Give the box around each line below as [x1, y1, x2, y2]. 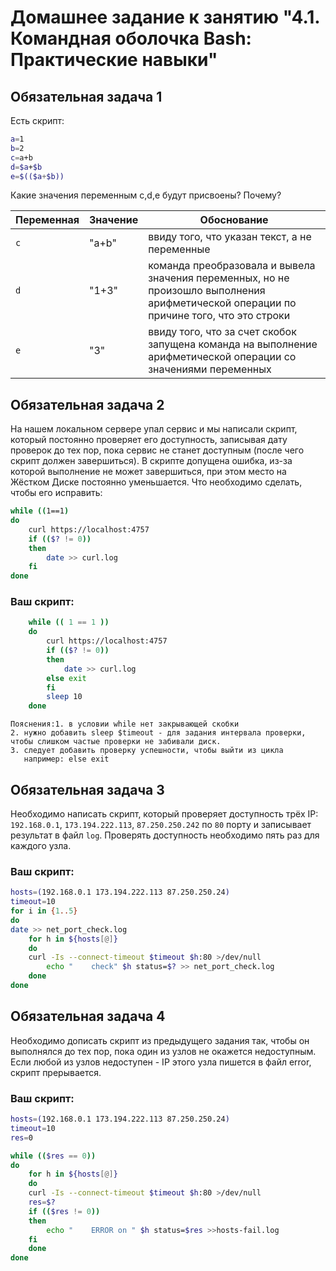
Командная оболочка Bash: [10, 27, 252, 50]
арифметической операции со [148, 350, 297, 364]
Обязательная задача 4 [10, 1008, 166, 1025]
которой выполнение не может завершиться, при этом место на [10, 466, 287, 478]
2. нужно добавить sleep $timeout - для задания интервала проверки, [10, 728, 307, 738]
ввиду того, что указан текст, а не [148, 230, 312, 244]
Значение [89, 213, 139, 227]
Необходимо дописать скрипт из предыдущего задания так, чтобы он [10, 1034, 310, 1046]
